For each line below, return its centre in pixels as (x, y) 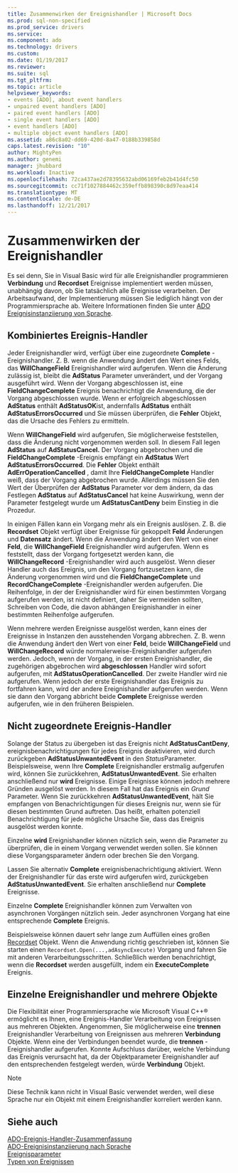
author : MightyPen (34, 153)
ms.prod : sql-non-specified (49, 21)
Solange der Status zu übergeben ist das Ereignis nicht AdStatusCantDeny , (118, 743)
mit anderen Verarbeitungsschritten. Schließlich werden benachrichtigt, (112, 957)
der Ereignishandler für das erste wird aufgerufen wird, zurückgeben (108, 877)
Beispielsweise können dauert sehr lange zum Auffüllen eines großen (109, 934)
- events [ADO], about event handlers (65, 100)
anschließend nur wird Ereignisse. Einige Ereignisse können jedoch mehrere (119, 781)
